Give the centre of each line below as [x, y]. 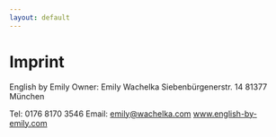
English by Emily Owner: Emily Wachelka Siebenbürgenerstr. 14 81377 [138, 87]
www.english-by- [225, 114]
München [27, 96]
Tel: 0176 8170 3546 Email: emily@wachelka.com [100, 114]
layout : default [40, 17]
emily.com [28, 123]
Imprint [37, 61]
